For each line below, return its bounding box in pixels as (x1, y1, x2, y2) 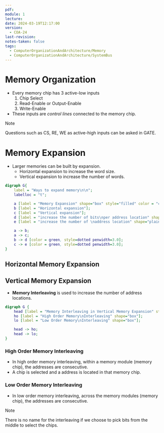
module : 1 (5, 12, 25, 17)
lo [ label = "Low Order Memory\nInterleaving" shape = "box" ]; (14, 318, 141, 323)
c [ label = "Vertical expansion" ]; (14, 210, 86, 215)
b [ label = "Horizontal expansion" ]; (14, 205, 91, 211)
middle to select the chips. (5, 422, 59, 428)
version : (5, 25, 23, 30)
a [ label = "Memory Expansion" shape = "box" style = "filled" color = (14, 201, 154, 206)
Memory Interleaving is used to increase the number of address (12, 290, 143, 296)
